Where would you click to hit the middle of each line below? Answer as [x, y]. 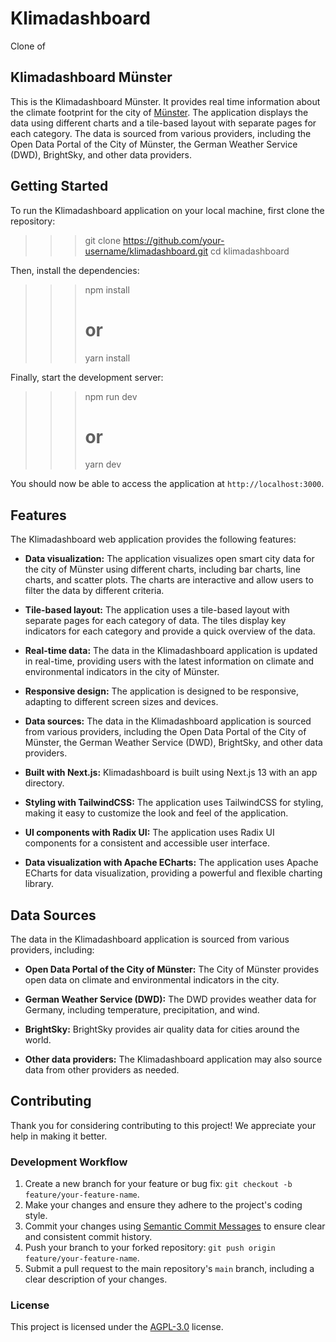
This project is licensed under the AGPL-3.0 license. [117, 1327]
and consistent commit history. [88, 1237]
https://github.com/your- [174, 240]
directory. [44, 783]
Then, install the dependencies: [75, 270]
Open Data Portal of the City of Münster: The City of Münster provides [172, 969]
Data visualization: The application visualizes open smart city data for [169, 559]
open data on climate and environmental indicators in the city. [152, 980]
